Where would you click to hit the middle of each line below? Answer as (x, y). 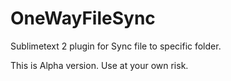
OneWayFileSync (83, 18)
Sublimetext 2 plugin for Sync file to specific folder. (116, 46)
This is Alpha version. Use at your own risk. (99, 65)
